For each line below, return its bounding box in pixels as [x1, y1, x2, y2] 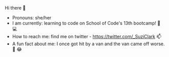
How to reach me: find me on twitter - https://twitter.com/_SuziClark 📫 [12, 34, 161, 39]
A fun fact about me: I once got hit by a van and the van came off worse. [12, 41, 165, 47]
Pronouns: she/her [12, 15, 52, 20]
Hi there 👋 [5, 5, 26, 11]
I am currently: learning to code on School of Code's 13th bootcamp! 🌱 [12, 20, 161, 26]
